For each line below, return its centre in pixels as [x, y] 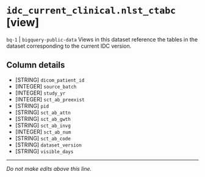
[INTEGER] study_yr [40, 93]
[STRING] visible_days [44, 151]
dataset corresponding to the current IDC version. [69, 46]
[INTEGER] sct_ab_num [43, 132]
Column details [36, 65]
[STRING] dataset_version [49, 145]
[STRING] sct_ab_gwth [43, 118]
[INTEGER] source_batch [46, 86]
